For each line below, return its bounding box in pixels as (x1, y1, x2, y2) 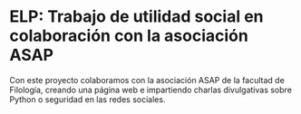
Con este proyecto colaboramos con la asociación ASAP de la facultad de (9, 74, 286, 85)
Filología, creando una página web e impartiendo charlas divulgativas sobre (9, 84, 293, 95)
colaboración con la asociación (9, 25, 249, 46)
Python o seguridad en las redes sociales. (9, 93, 166, 105)
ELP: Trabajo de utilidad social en (9, 6, 265, 27)
